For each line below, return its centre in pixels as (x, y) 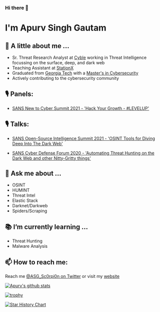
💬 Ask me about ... (33, 173)
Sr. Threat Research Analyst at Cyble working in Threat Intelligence (79, 57)
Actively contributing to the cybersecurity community (65, 78)
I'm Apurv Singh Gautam (56, 28)
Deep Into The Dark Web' (37, 144)
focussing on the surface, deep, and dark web (58, 62)
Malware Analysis (30, 246)
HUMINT (21, 190)
